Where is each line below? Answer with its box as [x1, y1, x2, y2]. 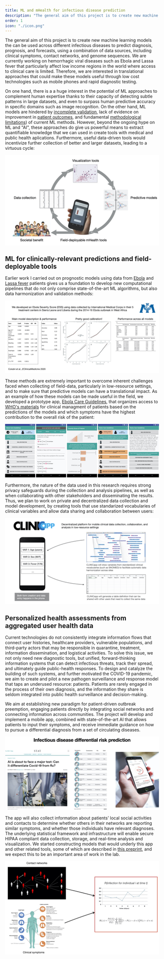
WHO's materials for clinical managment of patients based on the [5, 404, 137, 409]
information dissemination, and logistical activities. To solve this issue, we [5, 650, 153, 656]
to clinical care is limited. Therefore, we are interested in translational [5, 68, 144, 74]
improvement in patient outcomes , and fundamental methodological [5, 114, 142, 120]
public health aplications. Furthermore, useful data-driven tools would [5, 135, 145, 141]
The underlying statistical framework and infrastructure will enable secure [5, 830, 154, 837]
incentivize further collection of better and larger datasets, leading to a [5, 140, 147, 146]
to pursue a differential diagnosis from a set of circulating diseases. [5, 727, 141, 733]
